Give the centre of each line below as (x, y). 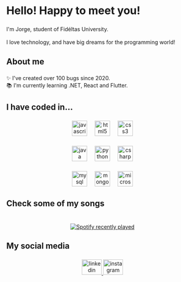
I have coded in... (40, 107)
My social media (38, 246)
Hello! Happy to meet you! (73, 11)
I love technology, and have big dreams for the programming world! (91, 42)
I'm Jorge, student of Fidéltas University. (57, 29)
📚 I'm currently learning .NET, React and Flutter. (67, 86)
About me (25, 61)
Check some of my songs (55, 203)
